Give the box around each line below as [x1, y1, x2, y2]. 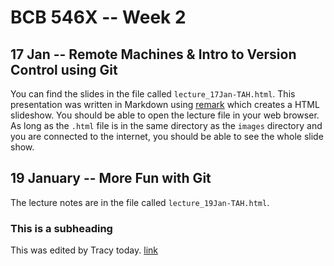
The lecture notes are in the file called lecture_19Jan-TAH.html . [10, 196, 270, 208]
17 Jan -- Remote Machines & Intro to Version [10, 46, 297, 63]
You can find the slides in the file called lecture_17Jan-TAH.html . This [10, 88, 296, 100]
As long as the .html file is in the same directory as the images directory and [10, 120, 323, 131]
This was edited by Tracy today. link [10, 244, 158, 256]
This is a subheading [10, 221, 113, 235]
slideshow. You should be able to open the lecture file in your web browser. [10, 109, 320, 121]
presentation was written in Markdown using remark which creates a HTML [10, 99, 320, 110]
